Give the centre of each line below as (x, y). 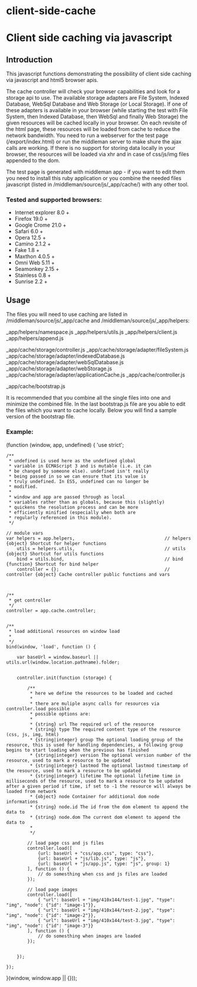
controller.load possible (38, 709)
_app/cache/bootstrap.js (36, 386)
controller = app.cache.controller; (51, 610)
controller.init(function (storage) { (64, 678)
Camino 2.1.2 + (33, 244)
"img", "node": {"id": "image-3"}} (50, 926)
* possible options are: (60, 714)
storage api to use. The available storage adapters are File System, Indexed (98, 98)
